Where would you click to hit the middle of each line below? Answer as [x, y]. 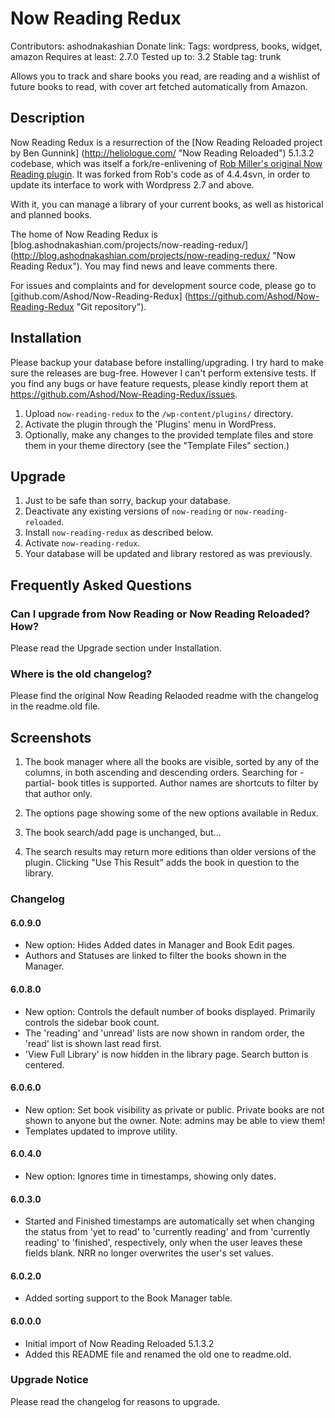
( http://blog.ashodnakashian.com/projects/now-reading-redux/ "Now [153, 255]
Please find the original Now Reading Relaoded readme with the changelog [164, 696]
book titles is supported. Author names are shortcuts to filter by [188, 783]
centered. [44, 1064]
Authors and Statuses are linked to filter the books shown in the [155, 956]
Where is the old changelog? [81, 674]
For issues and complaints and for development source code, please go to [163, 285]
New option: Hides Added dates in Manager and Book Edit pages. [159, 945]
